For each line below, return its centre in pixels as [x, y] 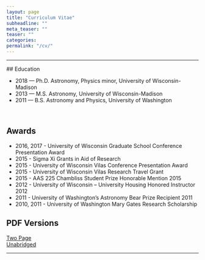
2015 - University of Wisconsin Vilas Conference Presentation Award [101, 165]
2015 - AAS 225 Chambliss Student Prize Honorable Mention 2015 [98, 178]
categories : [21, 40]
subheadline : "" [27, 23]
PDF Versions [33, 223]
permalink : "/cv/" [30, 46]
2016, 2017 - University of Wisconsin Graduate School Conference [99, 146]
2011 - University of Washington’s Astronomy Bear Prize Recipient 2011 [104, 197]
